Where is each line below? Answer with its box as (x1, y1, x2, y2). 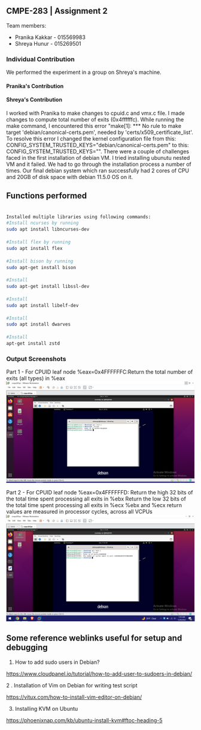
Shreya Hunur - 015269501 (14, 40, 81, 47)
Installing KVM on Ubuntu (14, 705, 78, 712)
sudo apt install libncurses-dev (6, 227, 90, 233)
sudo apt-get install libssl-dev (6, 284, 90, 290)
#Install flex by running (6, 239, 71, 245)
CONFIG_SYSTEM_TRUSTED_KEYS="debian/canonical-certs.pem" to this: (6, 141, 189, 148)
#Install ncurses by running (6, 220, 79, 226)
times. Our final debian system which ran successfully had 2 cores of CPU (6, 166, 190, 174)
